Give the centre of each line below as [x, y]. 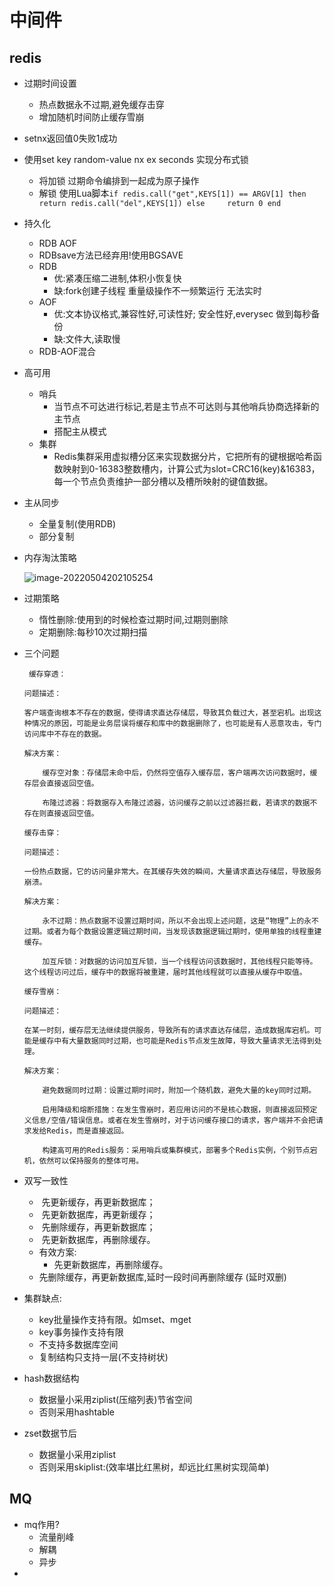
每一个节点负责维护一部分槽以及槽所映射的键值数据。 [163, 481]
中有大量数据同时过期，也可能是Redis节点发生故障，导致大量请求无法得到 [184, 1041]
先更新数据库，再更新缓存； [98, 1214]
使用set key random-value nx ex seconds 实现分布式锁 [136, 159]
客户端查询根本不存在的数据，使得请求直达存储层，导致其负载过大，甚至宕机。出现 [169, 713]
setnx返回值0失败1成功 [70, 138]
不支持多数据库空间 [78, 1344]
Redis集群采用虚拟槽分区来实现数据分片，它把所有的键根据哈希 [183, 456]
